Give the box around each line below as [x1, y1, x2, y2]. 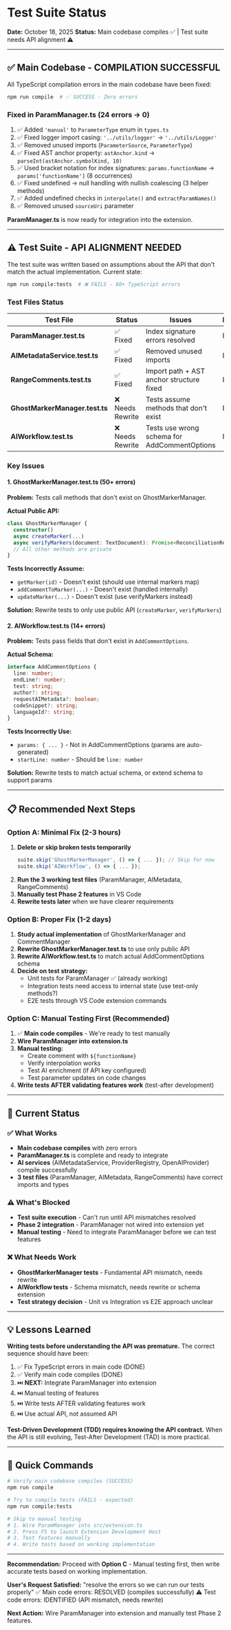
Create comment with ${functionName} [27, 1052, 137, 1060]
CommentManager [16, 937, 71, 946]
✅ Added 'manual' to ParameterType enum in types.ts [16, 125, 169, 134]
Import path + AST [145, 366, 206, 376]
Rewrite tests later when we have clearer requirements [16, 897, 174, 906]
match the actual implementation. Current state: [7, 267, 142, 276]
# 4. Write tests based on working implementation [7, 1541, 155, 1548]
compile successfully [16, 1166, 78, 1174]
